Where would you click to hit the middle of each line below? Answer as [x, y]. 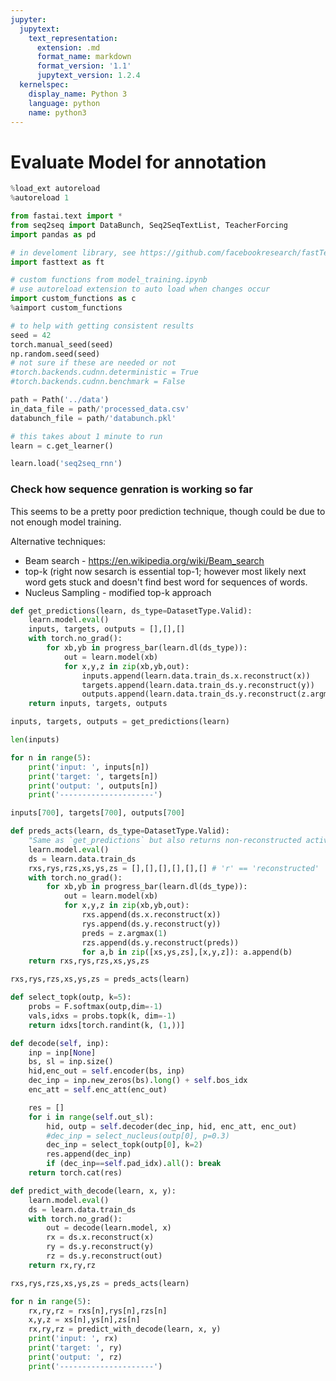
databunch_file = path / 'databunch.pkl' [93, 418]
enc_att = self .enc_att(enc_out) [98, 1090]
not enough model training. [66, 522]
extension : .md [68, 47]
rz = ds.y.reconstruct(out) [104, 1256]
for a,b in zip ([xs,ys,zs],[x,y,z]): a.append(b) [187, 952]
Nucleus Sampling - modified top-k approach [118, 592]
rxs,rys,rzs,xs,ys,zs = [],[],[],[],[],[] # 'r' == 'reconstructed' [174, 868]
